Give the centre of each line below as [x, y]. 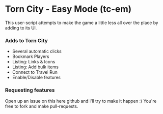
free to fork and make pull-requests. [42, 106]
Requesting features [30, 90]
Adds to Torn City [27, 40]
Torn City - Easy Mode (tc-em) [68, 9]
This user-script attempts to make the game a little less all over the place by [82, 23]
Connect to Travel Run [35, 72]
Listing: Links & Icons [34, 62]
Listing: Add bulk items [35, 67]
